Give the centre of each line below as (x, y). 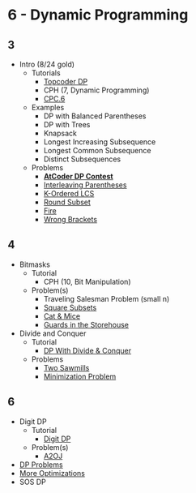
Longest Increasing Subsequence (100, 142)
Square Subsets (70, 307)
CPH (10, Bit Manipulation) (87, 281)
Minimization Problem (80, 376)
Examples (48, 107)
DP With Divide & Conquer (87, 350)
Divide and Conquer (53, 333)
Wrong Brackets (70, 219)
